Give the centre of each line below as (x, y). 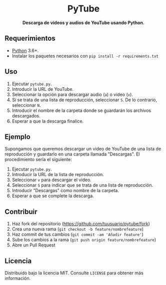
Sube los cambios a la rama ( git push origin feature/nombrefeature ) (84, 240)
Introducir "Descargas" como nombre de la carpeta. (65, 191)
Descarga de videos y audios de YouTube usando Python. (83, 23)
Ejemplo (17, 137)
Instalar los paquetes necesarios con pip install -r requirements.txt (85, 56)
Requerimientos (30, 38)
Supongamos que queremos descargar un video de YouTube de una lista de (83, 149)
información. (18, 278)
